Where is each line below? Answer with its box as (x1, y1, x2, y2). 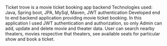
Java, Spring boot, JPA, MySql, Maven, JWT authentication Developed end (5, 9, 160, 15)
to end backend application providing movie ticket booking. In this (5, 15, 142, 20)
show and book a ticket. (5, 36, 55, 42)
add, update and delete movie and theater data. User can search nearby (5, 25, 155, 31)
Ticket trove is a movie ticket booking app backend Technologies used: (5, 4, 152, 10)
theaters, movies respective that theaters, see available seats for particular (5, 31, 160, 36)
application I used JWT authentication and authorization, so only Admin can (5, 20, 162, 26)
